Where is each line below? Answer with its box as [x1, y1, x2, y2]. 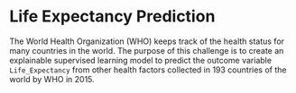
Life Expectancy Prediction [9, 6, 216, 27]
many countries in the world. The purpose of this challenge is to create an [9, 45, 284, 55]
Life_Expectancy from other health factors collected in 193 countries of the [9, 64, 287, 75]
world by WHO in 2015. [9, 73, 95, 84]
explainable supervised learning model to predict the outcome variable [9, 55, 273, 65]
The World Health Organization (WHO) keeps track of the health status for [9, 36, 285, 46]
